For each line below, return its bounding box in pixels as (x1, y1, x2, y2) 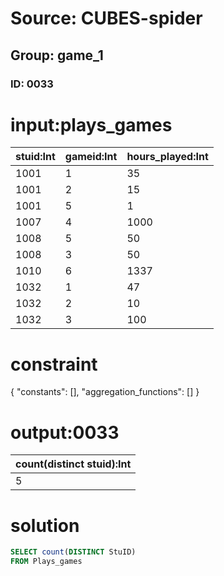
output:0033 (10, 421, 120, 444)
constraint (10, 353, 98, 376)
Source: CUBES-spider (10, 7, 203, 30)
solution (10, 514, 80, 537)
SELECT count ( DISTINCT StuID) (10, 547, 137, 557)
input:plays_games (10, 113, 173, 136)
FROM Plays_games (10, 557, 83, 567)
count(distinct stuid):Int (15, 457, 132, 471)
